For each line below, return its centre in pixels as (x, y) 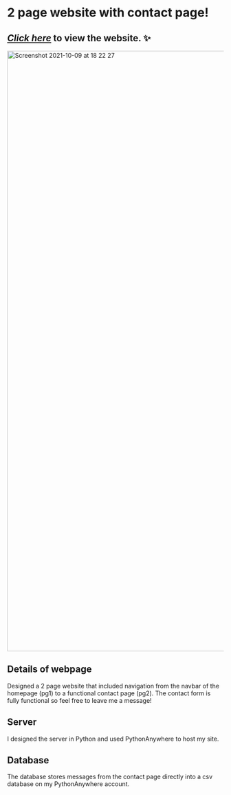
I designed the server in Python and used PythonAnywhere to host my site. (113, 739)
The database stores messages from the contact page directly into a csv (110, 777)
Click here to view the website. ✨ (79, 38)
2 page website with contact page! (108, 13)
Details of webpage (49, 669)
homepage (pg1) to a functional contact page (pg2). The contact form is (109, 693)
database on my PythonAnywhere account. (68, 784)
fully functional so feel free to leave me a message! (80, 700)
